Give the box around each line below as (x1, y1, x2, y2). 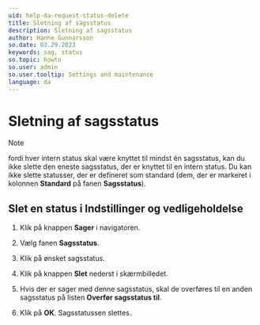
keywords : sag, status (8, 48, 83, 56)
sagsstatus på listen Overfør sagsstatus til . (19, 292, 162, 302)
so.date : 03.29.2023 (8, 41, 77, 49)
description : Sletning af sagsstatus (8, 26, 133, 34)
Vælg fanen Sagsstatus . (19, 239, 100, 248)
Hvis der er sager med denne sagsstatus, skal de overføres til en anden (19, 285, 253, 294)
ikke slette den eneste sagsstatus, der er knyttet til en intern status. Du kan (8, 162, 252, 171)
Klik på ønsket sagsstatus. (19, 254, 105, 263)
